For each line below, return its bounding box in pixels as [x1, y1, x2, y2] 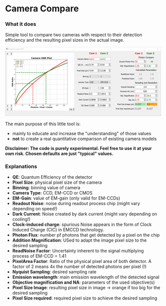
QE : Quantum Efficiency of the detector [12, 174, 93, 180]
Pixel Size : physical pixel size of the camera [12, 179, 102, 186]
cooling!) [12, 216, 31, 222]
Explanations [5, 163, 38, 170]
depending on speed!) [12, 206, 58, 212]
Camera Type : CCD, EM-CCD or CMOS [12, 190, 93, 196]
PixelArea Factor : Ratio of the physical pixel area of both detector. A [12, 258, 152, 264]
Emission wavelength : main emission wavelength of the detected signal [12, 274, 160, 280]
